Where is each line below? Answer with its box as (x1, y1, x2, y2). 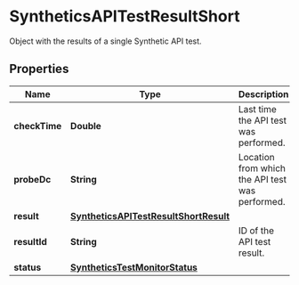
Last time (238, 102, 278, 115)
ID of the (238, 224, 274, 237)
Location (238, 151, 275, 163)
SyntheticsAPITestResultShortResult (69, 209, 230, 222)
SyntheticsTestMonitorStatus (69, 261, 198, 273)
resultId (13, 235, 47, 248)
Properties (9, 61, 69, 77)
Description (238, 87, 289, 100)
